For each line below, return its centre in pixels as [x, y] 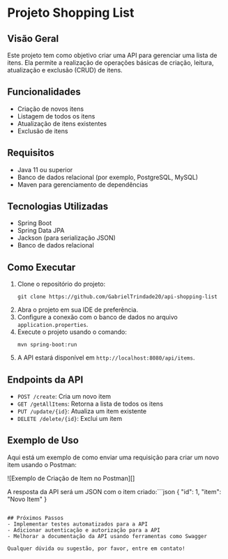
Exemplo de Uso [43, 441]
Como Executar [41, 267]
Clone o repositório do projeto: [61, 284]
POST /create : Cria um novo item [64, 397]
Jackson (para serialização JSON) [67, 238]
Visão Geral [33, 39]
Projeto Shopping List [71, 13]
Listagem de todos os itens [56, 116]
